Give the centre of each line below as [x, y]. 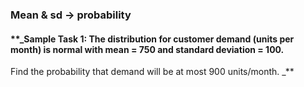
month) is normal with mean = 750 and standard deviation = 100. [147, 49]
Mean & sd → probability [71, 15]
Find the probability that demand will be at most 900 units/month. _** [152, 72]
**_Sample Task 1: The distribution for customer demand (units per [152, 39]
